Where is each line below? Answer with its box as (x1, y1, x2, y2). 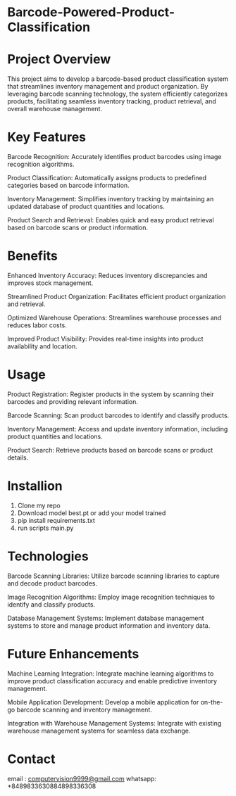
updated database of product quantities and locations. (7, 202, 166, 211)
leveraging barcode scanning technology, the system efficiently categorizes (7, 89, 228, 99)
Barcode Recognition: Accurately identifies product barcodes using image (7, 153, 222, 161)
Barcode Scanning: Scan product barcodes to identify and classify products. (7, 411, 230, 419)
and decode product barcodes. (7, 579, 97, 588)
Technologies (7, 548, 89, 564)
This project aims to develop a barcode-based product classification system (7, 75, 229, 83)
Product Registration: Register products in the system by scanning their (7, 390, 215, 398)
